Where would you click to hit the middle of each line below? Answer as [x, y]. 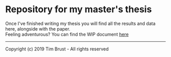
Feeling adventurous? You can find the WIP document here [67, 34]
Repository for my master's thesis [79, 9]
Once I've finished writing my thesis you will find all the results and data [80, 23]
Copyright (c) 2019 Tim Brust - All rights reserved [57, 49]
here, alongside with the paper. [38, 28]
